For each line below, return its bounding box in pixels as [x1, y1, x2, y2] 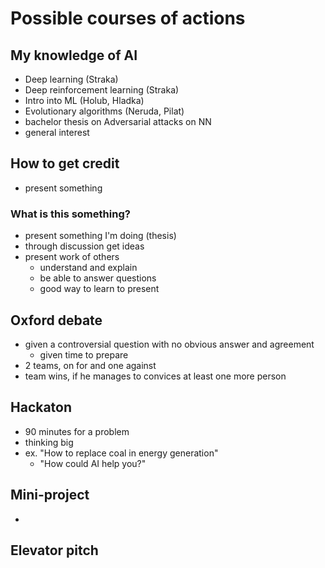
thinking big [24, 436, 74, 448]
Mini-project [10, 487, 90, 504]
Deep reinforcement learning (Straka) [24, 84, 180, 96]
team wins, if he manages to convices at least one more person [24, 370, 287, 382]
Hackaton [10, 399, 73, 416]
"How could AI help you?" [39, 457, 147, 469]
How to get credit [10, 155, 120, 172]
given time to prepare [39, 348, 129, 361]
